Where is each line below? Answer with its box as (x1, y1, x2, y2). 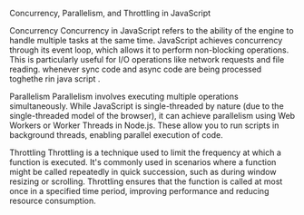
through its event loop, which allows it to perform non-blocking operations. (9, 44, 289, 55)
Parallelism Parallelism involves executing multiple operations (9, 91, 239, 102)
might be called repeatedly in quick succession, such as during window (9, 167, 277, 177)
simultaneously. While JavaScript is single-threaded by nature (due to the (9, 101, 284, 112)
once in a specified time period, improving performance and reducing (9, 186, 270, 196)
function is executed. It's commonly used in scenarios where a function (9, 157, 277, 167)
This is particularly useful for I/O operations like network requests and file (9, 54, 285, 64)
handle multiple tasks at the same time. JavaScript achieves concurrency (9, 35, 283, 45)
